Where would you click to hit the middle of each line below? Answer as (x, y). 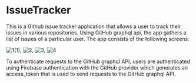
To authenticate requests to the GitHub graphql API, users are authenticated (98, 61)
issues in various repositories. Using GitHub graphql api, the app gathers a (96, 32)
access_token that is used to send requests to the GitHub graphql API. (91, 74)
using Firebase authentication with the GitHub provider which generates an (97, 67)
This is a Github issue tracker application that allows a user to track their (94, 26)
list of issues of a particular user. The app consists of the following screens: (98, 39)
